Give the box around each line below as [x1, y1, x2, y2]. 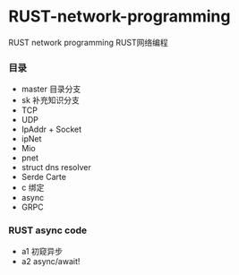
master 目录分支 [21, 83, 81, 95]
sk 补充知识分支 [21, 95, 80, 106]
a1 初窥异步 [21, 245, 64, 256]
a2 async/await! [21, 255, 81, 266]
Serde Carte [21, 172, 66, 183]
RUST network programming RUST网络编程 [8, 37, 169, 47]
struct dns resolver [21, 162, 91, 173]
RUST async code [8, 224, 88, 236]
